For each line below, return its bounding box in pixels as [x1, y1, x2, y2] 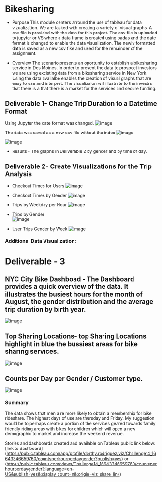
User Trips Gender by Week [12, 226, 68, 232]
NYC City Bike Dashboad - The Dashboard [5, 275, 134, 283]
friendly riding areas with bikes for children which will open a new [5, 426, 136, 432]
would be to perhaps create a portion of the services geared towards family [5, 421, 156, 427]
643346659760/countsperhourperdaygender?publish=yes [5, 456, 122, 462]
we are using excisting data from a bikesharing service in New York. [12, 70, 147, 76]
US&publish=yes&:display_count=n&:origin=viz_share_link [5, 471, 120, 477]
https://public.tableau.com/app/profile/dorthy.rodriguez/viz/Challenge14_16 [6, 450, 156, 457]
